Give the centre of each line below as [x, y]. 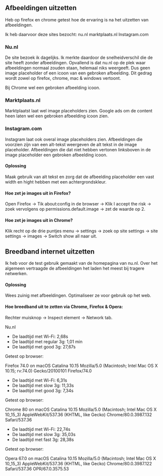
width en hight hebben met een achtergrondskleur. [56, 182]
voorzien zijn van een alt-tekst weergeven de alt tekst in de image [71, 144]
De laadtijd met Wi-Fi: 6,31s [39, 380]
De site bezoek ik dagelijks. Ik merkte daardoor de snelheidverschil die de [79, 57]
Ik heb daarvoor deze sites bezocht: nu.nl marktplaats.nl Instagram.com [77, 34]
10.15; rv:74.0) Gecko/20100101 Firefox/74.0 [48, 371]
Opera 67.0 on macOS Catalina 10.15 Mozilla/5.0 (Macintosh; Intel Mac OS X [81, 458]
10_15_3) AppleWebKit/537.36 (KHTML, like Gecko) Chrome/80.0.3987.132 [79, 414]
